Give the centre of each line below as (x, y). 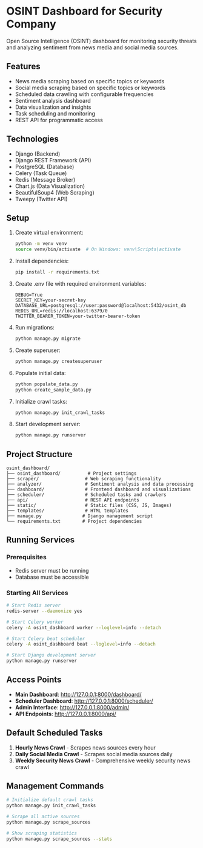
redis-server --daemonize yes (45, 611)
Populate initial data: (40, 373)
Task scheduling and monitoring (55, 113)
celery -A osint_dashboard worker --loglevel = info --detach (84, 627)
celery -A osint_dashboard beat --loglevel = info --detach (81, 644)
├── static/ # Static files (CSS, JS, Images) (89, 506)
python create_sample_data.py (53, 390)
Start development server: (48, 424)
